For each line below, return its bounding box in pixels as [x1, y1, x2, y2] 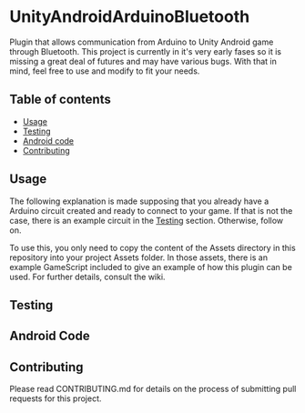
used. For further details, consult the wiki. [9, 271, 166, 282]
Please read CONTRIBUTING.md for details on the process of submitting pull [9, 384, 297, 395]
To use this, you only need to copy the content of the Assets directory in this [9, 242, 296, 253]
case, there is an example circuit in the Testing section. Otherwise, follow [9, 215, 284, 226]
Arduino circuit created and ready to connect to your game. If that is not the [9, 205, 293, 216]
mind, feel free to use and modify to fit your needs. [9, 65, 200, 76]
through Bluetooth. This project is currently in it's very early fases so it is [9, 45, 282, 56]
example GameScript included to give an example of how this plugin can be [9, 261, 293, 272]
